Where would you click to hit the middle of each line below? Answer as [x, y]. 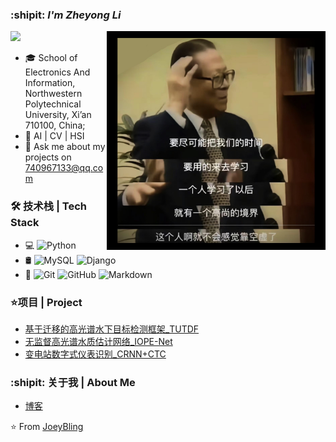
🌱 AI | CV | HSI [54, 136]
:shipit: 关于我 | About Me [73, 382]
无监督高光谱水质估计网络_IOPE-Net [98, 341]
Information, [50, 83]
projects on [48, 157]
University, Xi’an [58, 115]
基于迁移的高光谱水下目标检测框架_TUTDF [112, 329]
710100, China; [55, 125]
